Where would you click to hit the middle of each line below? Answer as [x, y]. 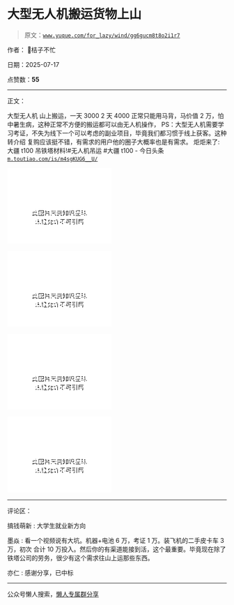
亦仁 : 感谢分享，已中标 [40, 572]
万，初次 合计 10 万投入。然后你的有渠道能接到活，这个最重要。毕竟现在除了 [117, 549]
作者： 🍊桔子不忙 [32, 50]
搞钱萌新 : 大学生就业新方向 [46, 525]
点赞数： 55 [23, 79]
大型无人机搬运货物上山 [75, 14]
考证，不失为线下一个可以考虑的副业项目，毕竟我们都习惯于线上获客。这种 [120, 133]
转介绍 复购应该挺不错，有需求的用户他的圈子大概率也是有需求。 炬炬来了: [114, 142]
